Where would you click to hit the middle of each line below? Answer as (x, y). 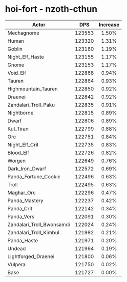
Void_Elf (17, 73)
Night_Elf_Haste (26, 56)
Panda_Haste (23, 240)
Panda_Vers (21, 216)
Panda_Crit (20, 208)
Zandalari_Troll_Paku (31, 105)
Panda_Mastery (25, 200)
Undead (17, 248)
